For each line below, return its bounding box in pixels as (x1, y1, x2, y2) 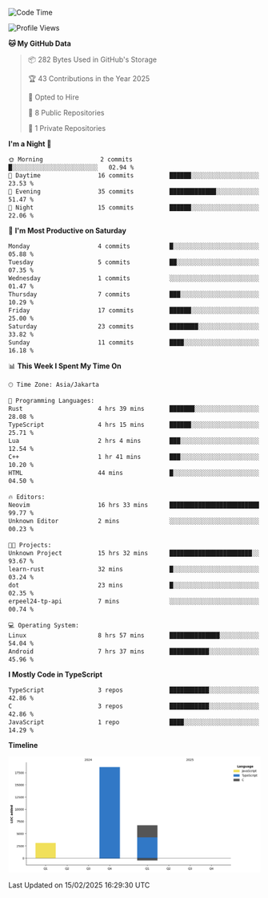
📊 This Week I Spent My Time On (8, 361, 122, 371)
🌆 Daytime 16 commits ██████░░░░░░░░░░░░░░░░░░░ (8, 172, 260, 180)
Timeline (8, 741, 38, 750)
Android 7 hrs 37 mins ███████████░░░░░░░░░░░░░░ (8, 648, 260, 656)
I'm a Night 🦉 (8, 139, 52, 148)
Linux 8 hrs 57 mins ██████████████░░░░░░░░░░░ (8, 632, 260, 640)
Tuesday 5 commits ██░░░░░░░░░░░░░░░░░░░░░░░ (8, 258, 260, 266)
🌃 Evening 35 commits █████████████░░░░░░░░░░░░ (8, 188, 260, 196)
